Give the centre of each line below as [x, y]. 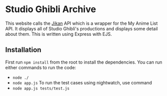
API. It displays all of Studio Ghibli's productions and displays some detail [82, 28]
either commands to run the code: [41, 67]
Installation [23, 50]
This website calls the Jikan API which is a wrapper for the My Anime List [81, 23]
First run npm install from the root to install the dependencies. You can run [84, 62]
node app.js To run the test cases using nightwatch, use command [82, 82]
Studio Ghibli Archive [51, 9]
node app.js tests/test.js [41, 88]
